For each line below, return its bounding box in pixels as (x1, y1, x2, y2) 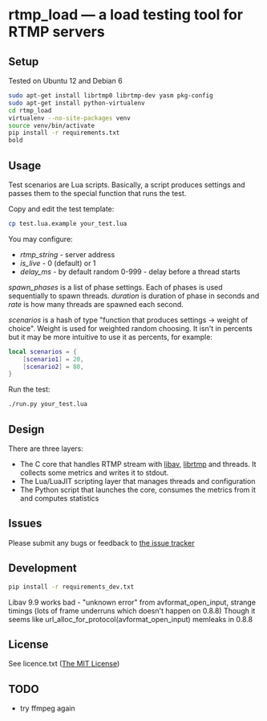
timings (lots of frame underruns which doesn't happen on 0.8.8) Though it (8, 605, 256, 616)
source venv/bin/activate (8, 121, 95, 129)
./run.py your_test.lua (8, 400, 88, 408)
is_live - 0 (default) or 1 (19, 258, 96, 268)
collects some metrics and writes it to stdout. (19, 468, 169, 477)
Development (8, 561, 78, 576)
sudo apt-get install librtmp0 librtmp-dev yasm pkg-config (8, 92, 214, 100)
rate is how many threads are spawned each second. (8, 299, 184, 309)
